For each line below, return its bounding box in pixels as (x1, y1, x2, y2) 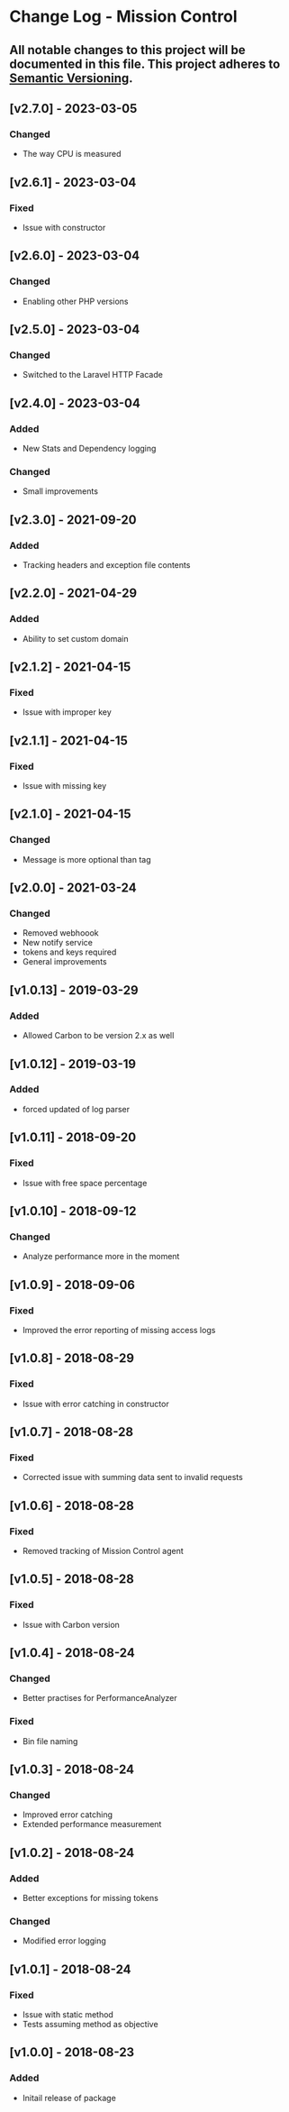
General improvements (22, 956, 107, 967)
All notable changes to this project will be (9, 42, 246, 58)
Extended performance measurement (22, 1819, 162, 1830)
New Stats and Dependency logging (22, 443, 157, 454)
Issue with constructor (22, 222, 106, 233)
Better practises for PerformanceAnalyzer (22, 1693, 177, 1704)
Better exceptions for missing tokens (22, 1892, 159, 1903)
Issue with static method (22, 2008, 114, 2020)
